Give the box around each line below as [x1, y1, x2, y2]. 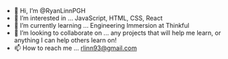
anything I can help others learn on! [13, 36, 117, 44]
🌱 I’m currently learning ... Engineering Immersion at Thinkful [13, 22, 189, 29]
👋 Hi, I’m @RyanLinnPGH [13, 7, 86, 15]
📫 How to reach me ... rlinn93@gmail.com [13, 44, 138, 52]
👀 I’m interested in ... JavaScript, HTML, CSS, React [13, 14, 163, 22]
